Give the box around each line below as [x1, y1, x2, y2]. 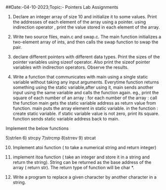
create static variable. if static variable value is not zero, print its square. [12, 111, 160, 116]
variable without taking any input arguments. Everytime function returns [12, 79, 160, 85]
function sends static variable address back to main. [12, 116, 120, 121]
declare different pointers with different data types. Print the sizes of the [12, 54, 160, 60]
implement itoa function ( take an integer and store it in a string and [12, 154, 150, 160]
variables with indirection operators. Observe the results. [12, 64, 129, 70]
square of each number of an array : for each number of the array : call [12, 95, 158, 101]
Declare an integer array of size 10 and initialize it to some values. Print [12, 14, 157, 19]
